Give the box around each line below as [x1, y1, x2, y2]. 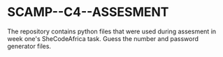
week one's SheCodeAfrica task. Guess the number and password [7, 34, 199, 42]
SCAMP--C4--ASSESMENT [7, 4, 169, 20]
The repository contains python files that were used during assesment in [7, 27, 217, 35]
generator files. [7, 42, 51, 50]
